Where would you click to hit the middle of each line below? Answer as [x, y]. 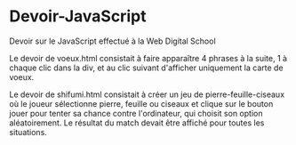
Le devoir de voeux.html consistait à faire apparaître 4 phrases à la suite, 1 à [148, 58]
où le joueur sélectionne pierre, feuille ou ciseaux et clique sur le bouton [141, 103]
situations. [28, 132]
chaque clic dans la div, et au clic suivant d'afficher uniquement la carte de [146, 68]
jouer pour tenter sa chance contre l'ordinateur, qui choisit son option [136, 113]
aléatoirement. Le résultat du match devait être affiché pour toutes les [137, 123]
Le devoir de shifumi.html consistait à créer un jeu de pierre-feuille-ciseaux [147, 94]
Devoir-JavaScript [78, 16]
